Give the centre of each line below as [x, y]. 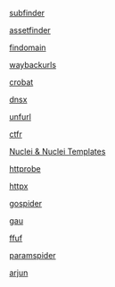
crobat [21, 82]
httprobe [25, 169]
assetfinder [30, 30]
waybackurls [33, 65]
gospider [26, 203]
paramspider [33, 255]
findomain [28, 47]
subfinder [27, 13]
